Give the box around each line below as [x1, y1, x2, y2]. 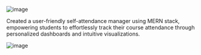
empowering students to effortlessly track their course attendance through [6, 24, 195, 31]
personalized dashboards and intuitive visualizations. [6, 30, 140, 37]
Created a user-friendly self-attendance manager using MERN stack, [6, 18, 180, 24]
